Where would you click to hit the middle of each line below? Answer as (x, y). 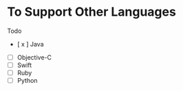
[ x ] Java (30, 44)
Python (27, 81)
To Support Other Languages (92, 12)
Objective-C (34, 57)
